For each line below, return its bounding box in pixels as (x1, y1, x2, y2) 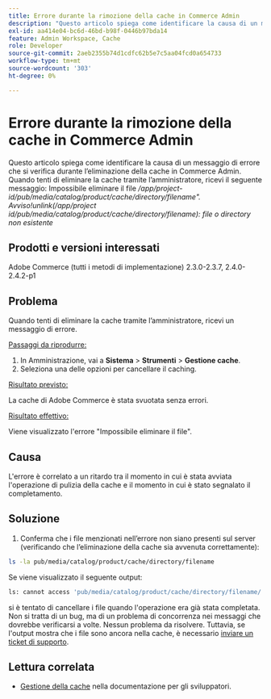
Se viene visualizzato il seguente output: (8, 572, 143, 582)
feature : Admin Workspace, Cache (8, 34, 121, 43)
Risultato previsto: (8, 380, 69, 390)
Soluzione (8, 512, 60, 525)
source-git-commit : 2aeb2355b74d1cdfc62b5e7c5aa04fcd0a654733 (8, 49, 222, 57)
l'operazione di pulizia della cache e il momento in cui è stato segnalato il (8, 480, 251, 489)
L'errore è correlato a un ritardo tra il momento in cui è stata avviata (8, 471, 232, 481)
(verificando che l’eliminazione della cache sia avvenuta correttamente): (19, 542, 260, 551)
